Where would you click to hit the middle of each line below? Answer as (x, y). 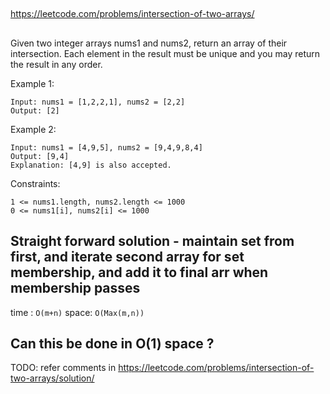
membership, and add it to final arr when (139, 272)
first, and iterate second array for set (127, 257)
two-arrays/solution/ (52, 378)
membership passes (75, 288)
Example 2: (33, 129)
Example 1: (32, 83)
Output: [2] (35, 110)
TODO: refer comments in (63, 368)
